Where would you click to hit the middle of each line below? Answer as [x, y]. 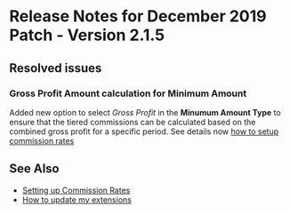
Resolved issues [56, 68]
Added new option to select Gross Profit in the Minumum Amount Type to [145, 112]
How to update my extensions [77, 199]
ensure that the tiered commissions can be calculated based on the [133, 122]
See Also [34, 169]
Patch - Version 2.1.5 [87, 35]
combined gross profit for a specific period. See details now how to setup [144, 131]
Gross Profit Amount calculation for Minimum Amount [128, 93]
